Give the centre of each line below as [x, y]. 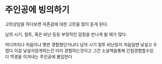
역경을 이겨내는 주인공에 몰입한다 [41, 56]
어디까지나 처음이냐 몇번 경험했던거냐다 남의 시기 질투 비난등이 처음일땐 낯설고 [79, 44]
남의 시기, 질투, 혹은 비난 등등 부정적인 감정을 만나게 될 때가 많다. [66, 34]
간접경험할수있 [140, 51]
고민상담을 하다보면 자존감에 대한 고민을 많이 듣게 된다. [57, 24]
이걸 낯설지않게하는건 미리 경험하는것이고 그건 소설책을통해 [70, 51]
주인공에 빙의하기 [37, 10]
